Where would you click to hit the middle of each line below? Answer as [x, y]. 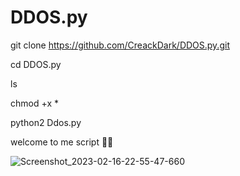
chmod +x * [34, 103]
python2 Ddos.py [46, 122]
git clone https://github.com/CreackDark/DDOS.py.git [120, 45]
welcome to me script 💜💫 [62, 142]
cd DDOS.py [36, 64]
